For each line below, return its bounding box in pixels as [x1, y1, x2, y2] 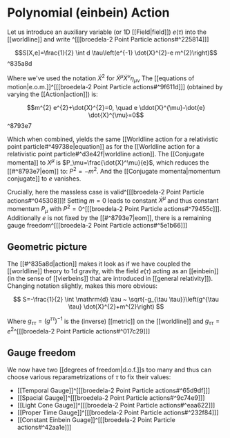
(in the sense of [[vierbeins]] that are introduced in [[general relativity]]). [7, 274, 213, 282]
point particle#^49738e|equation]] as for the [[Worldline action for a [7, 143, 200, 151]
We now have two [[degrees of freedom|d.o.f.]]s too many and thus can [7, 365, 212, 374]
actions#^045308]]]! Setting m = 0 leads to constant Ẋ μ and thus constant [7, 195, 219, 205]
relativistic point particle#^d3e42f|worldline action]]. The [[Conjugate [7, 150, 205, 158]
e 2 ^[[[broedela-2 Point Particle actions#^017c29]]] [7, 326, 151, 335]
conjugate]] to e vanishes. [7, 174, 82, 183]
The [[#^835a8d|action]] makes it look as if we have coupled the [7, 259, 191, 268]
